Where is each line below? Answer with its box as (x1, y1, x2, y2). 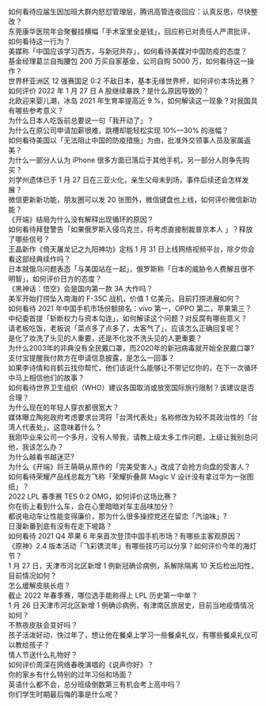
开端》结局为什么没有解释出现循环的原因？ (14, 214, 154, 224)
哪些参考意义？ (14, 106, 64, 115)
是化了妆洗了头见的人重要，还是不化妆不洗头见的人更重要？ (8, 333, 203, 343)
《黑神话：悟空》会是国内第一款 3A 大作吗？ (8, 284, 154, 293)
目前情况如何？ (8, 571, 57, 580)
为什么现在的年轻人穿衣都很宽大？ (8, 403, 120, 412)
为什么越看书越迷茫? (8, 452, 75, 461)
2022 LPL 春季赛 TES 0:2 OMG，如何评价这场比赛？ (8, 492, 178, 501)
